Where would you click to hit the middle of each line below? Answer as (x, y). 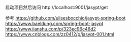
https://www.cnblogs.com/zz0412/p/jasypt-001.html (60, 34)
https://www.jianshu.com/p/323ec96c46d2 (51, 29)
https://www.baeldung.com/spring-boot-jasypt (54, 23)
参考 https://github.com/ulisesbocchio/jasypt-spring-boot (65, 18)
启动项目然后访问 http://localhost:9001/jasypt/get (57, 7)
